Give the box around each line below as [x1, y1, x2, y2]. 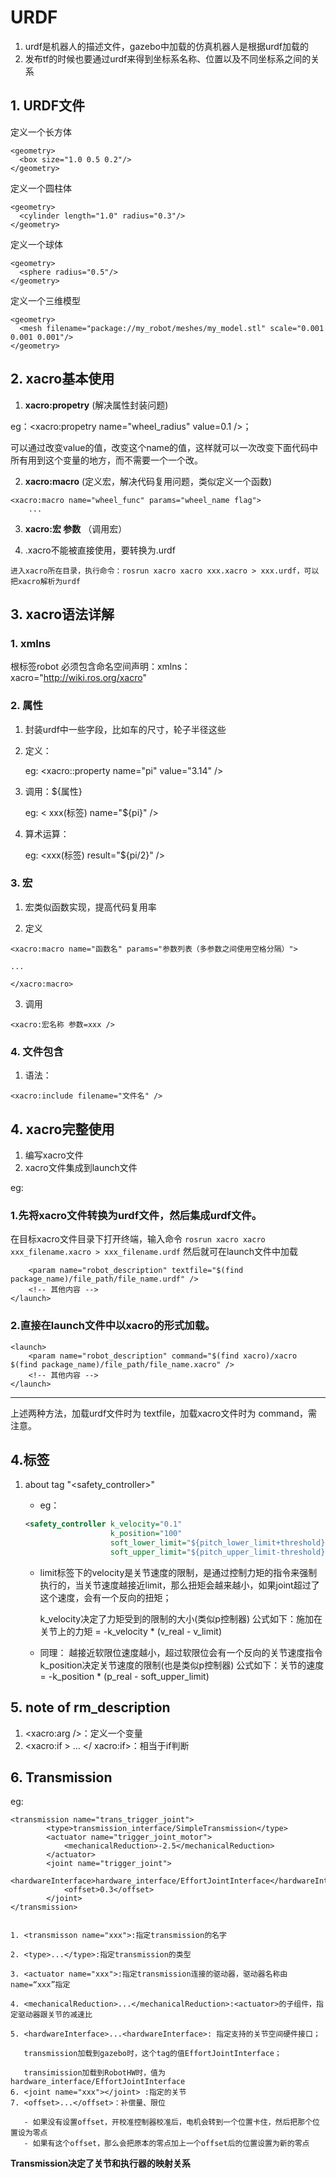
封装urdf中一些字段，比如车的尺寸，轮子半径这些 [24, 723, 227, 735]
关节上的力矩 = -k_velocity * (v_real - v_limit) [39, 1625, 223, 1637]
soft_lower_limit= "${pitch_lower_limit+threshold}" [109, 1538, 330, 1548]
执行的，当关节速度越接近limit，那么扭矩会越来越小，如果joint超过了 [39, 1579, 320, 1591]
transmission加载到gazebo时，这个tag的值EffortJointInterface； [23, 2049, 282, 2059]
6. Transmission [10, 1769, 113, 1786]
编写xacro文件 [24, 1149, 84, 1161]
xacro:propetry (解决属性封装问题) [24, 399, 169, 411]
